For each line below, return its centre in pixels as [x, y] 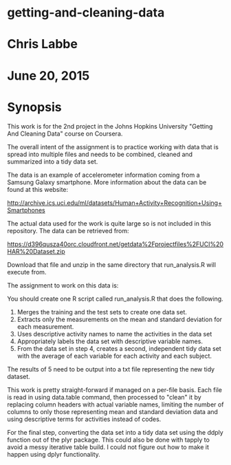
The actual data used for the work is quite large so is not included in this [109, 223]
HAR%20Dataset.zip [36, 251]
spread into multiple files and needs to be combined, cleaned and [100, 154]
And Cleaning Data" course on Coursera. [65, 133]
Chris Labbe [42, 44]
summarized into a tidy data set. [53, 161]
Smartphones [26, 210]
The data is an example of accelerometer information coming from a [104, 175]
